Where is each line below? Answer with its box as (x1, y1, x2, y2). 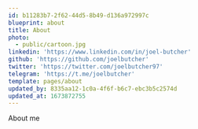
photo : (8, 33, 30, 42)
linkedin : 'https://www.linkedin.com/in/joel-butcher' (8, 48, 192, 56)
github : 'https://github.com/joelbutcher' (8, 56, 149, 64)
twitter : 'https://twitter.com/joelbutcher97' (8, 63, 163, 71)
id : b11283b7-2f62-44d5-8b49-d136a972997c (8, 11, 149, 20)
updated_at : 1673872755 (8, 92, 86, 100)
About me (8, 113, 40, 123)
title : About (8, 26, 51, 34)
